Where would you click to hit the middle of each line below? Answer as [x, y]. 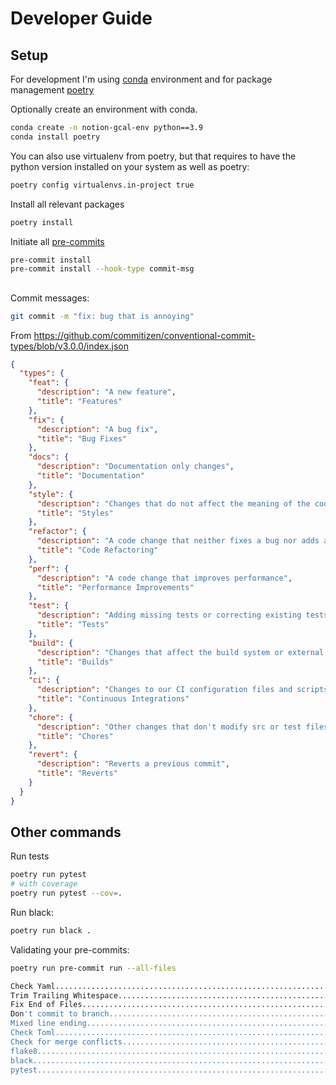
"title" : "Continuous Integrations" [113, 699]
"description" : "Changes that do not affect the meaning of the [173, 503]
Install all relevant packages [67, 204]
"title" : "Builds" [75, 662]
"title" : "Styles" [75, 513]
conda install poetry [55, 137]
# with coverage [44, 884]
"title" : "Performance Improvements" [115, 587]
